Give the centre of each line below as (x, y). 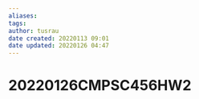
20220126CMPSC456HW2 (100, 86)
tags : (17, 23)
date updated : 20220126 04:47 (59, 46)
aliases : (23, 16)
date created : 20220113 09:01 (59, 38)
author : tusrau (34, 31)
